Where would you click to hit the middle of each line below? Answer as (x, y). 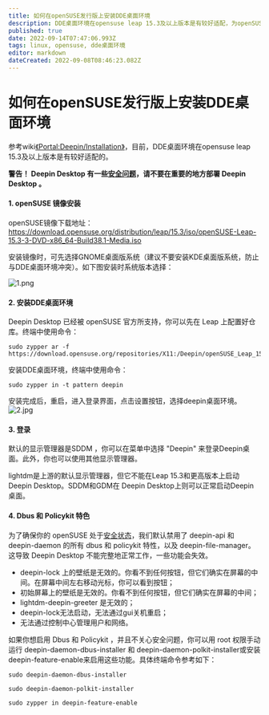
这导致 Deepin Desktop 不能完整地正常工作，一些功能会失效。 (110, 555)
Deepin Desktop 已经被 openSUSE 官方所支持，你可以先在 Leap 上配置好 (128, 322)
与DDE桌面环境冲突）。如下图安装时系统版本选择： (91, 267)
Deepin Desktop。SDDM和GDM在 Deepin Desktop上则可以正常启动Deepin (131, 485)
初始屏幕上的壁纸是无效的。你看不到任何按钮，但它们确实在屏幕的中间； (139, 592)
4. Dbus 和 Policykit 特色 (49, 516)
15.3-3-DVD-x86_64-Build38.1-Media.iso (75, 241)
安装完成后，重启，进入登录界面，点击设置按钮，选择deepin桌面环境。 (125, 401)
